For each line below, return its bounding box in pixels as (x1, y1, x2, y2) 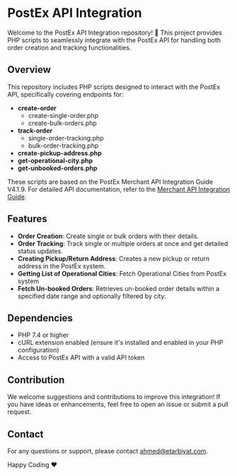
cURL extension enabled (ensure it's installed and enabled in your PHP (17, 338, 224, 347)
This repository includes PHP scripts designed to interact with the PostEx (7, 83, 221, 91)
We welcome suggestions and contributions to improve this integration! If (7, 393, 221, 401)
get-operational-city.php (17, 156, 93, 165)
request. (7, 407, 32, 416)
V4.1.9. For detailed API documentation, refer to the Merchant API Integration (7, 185, 231, 194)
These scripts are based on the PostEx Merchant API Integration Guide (7, 177, 214, 186)
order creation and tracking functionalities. (7, 43, 132, 52)
